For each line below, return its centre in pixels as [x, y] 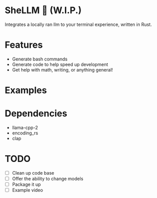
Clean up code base [33, 173]
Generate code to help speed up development [60, 64]
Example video [28, 190]
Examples [26, 90]
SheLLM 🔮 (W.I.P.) [43, 10]
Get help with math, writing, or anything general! [63, 70]
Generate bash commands [40, 59]
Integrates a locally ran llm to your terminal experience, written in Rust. [78, 24]
